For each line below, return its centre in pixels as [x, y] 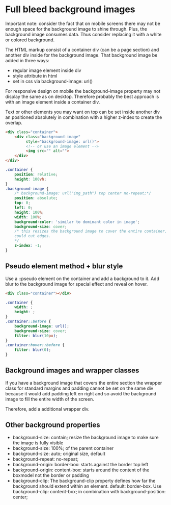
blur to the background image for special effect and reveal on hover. [77, 284]
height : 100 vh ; [31, 179]
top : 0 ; [22, 203]
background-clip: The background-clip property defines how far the [84, 481]
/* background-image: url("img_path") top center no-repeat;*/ [83, 193]
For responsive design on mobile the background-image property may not [83, 91]
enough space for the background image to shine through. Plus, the [76, 29]
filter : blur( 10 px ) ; [36, 336]
